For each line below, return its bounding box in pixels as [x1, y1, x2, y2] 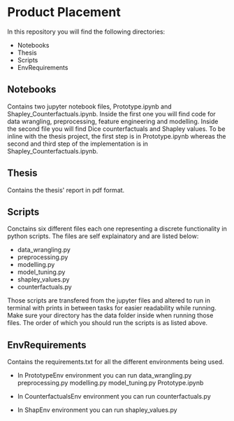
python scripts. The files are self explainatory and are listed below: [7, 232, 199, 240]
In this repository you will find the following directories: [7, 27, 166, 36]
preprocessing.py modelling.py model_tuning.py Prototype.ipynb [17, 379, 204, 387]
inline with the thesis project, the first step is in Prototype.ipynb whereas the [7, 132, 226, 140]
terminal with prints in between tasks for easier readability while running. [7, 304, 217, 312]
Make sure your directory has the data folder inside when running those [7, 311, 214, 319]
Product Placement [7, 4, 121, 20]
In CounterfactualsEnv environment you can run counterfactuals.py [17, 392, 211, 401]
